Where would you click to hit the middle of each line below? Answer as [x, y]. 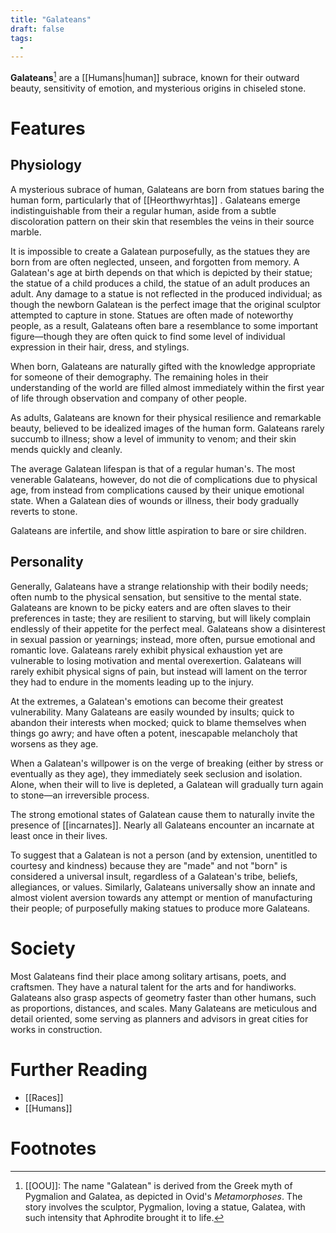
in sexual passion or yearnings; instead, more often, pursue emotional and [163, 639]
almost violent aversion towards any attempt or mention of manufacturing [161, 897]
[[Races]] [44, 1097]
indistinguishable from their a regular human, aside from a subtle [143, 210]
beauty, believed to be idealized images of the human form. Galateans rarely [167, 428]
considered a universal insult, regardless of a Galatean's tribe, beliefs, [154, 876]
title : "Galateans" [51, 19]
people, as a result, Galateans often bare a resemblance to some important [164, 325]
